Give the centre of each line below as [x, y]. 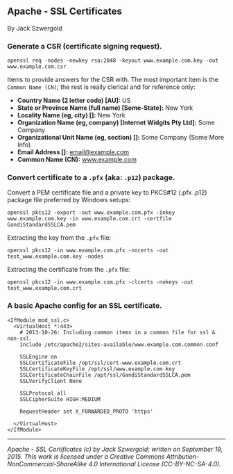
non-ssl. [20, 338]
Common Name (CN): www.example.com [77, 160]
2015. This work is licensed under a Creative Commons [86, 456]
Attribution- [183, 456]
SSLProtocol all [43, 393]
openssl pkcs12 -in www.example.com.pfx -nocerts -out [88, 251]
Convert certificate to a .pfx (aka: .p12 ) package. [91, 178]
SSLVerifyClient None [51, 381]
